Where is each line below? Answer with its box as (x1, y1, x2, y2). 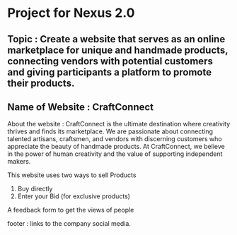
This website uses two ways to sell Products (7, 171, 137, 179)
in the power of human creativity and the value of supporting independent (7, 150, 223, 158)
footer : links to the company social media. (7, 219, 131, 228)
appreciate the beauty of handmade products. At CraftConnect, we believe (7, 143, 225, 151)
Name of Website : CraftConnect (7, 101, 154, 113)
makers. (7, 157, 31, 166)
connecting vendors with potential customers (7, 55, 214, 67)
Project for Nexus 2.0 (7, 5, 135, 21)
